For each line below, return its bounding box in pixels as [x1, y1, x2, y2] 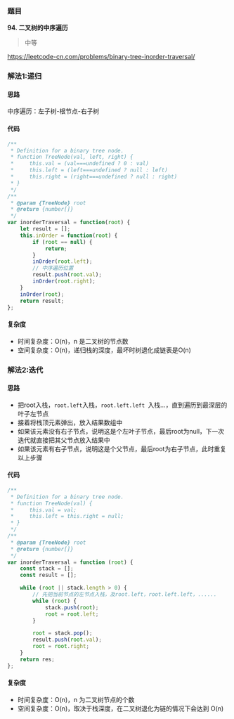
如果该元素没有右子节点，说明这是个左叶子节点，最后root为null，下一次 [17, 427, 225, 435]
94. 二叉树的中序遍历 [7, 23, 68, 32]
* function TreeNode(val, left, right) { [10, 153, 134, 161]
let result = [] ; [20, 226, 71, 233]
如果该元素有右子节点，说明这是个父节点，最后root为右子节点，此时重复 [17, 444, 227, 453]
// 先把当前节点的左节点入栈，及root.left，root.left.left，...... [32, 591, 217, 598]
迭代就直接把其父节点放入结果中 [17, 436, 110, 444]
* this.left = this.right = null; [10, 513, 124, 520]
